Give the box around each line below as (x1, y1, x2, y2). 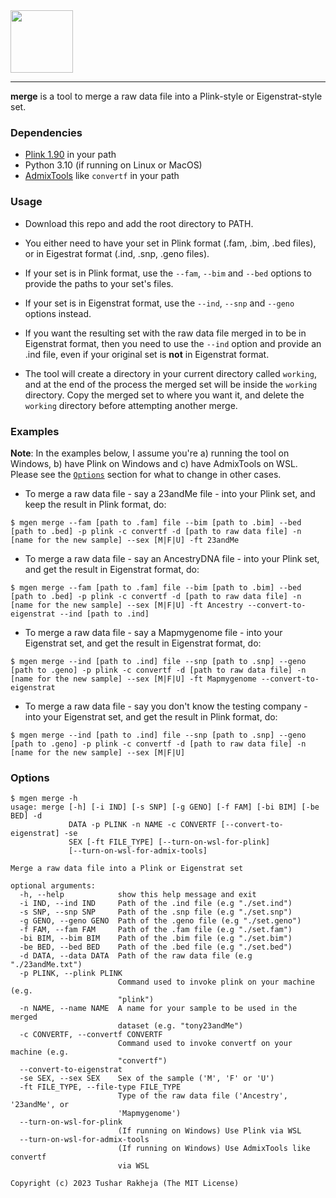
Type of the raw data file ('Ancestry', (117, 1091, 288, 1101)
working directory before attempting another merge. (24, 399, 238, 411)
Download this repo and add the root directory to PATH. (24, 217, 254, 229)
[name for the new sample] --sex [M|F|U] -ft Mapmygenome (10, 674, 257, 684)
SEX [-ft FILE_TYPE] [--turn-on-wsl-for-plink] (68, 837, 271, 848)
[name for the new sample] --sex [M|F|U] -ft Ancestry (10, 600, 244, 610)
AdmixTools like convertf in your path (24, 170, 180, 182)
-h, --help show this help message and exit (19, 890, 257, 900)
